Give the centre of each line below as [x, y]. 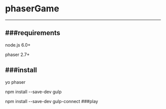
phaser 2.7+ [18, 54]
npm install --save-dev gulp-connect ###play [52, 101]
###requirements [33, 33]
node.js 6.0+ [18, 45]
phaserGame [32, 9]
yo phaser [15, 82]
